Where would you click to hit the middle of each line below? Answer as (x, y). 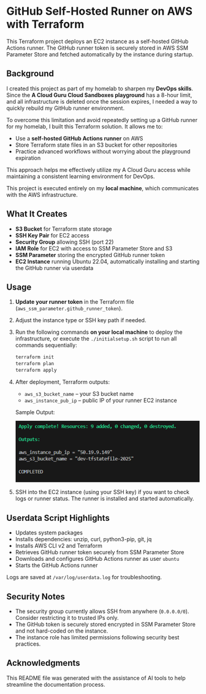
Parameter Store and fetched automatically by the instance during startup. (100, 54)
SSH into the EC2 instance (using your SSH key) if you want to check (102, 492)
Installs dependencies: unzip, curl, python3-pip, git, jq (83, 539)
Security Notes (36, 596)
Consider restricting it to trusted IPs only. (67, 618)
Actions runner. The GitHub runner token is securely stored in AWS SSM (97, 48)
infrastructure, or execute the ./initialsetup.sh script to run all (96, 339)
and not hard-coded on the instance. (62, 631)
